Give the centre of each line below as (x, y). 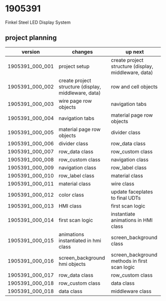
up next (135, 51)
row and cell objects (134, 86)
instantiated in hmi (80, 240)
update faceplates (132, 192)
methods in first (129, 261)
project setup (74, 66)
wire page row (75, 101)
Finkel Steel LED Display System (38, 22)
